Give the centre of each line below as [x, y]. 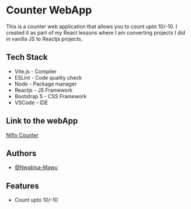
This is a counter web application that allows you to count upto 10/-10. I [92, 26]
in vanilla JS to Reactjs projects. [44, 39]
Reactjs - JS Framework [44, 90]
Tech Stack [27, 57]
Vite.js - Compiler [36, 71]
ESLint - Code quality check [48, 77]
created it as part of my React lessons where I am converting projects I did [95, 32]
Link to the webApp [42, 121]
